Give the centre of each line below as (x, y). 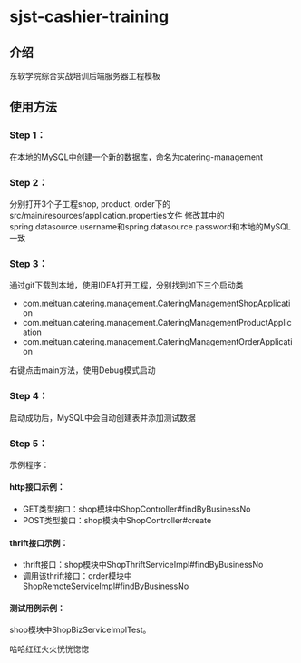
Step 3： (29, 263)
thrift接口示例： (39, 542)
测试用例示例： (37, 608)
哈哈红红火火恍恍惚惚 (49, 649)
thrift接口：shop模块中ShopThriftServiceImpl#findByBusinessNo (143, 565)
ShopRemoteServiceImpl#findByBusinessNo (106, 586)
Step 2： (29, 182)
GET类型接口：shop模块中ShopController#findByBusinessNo (136, 509)
